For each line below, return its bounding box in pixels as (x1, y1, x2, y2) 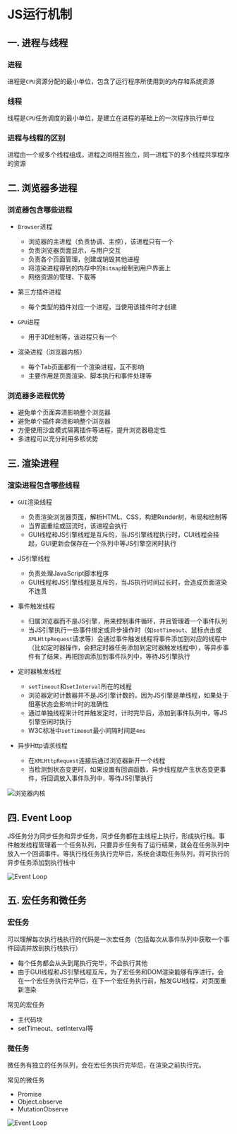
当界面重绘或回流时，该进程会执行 (28, 522, 128, 530)
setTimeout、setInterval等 (17, 1024, 94, 1032)
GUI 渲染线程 (17, 498, 53, 506)
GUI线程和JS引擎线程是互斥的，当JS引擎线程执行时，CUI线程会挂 (28, 530, 220, 539)
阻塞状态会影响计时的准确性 (28, 700, 109, 708)
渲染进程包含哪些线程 (7, 480, 80, 490)
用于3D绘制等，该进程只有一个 (28, 333, 118, 341)
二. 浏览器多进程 (7, 181, 78, 194)
